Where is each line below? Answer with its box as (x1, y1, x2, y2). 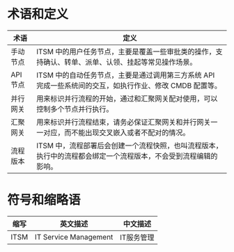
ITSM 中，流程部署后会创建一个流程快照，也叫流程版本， (36, 141, 223, 150)
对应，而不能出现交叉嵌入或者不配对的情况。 (42, 127, 190, 137)
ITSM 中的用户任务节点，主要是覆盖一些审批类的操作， (36, 47, 216, 56)
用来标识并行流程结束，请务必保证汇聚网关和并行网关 (36, 117, 211, 127)
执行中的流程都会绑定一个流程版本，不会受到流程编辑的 (36, 151, 218, 161)
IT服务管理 (119, 233, 155, 242)
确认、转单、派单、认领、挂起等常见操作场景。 (42, 57, 197, 67)
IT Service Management (34, 232, 114, 242)
